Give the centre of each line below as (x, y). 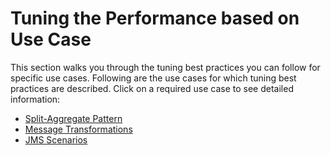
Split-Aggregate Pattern (73, 118)
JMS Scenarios (56, 139)
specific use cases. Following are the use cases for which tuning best (153, 78)
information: (35, 99)
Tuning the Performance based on (155, 18)
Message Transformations (78, 129)
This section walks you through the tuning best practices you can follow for (165, 67)
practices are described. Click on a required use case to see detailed (152, 88)
